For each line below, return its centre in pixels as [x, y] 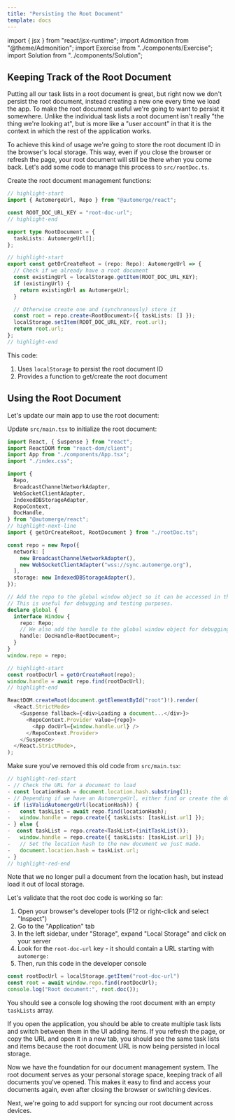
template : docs [29, 20]
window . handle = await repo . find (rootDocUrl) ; [76, 681]
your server [34, 941]
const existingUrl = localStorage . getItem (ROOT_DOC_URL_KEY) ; [106, 278]
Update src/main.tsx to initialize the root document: [82, 429]
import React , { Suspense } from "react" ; [70, 442]
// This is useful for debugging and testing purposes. [90, 603]
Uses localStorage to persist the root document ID [90, 369]
